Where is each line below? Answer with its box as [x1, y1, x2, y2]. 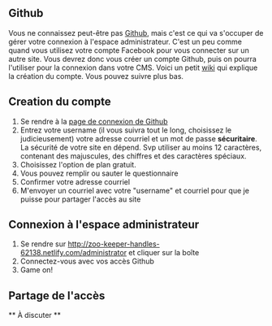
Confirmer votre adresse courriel [19, 176, 131, 186]
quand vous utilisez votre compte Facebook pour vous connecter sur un [8, 45, 249, 55]
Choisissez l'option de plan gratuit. [19, 159, 136, 169]
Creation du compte [8, 95, 111, 109]
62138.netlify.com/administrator [19, 248, 127, 258]
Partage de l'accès [8, 289, 106, 302]
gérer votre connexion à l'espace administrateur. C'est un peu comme [8, 37, 242, 46]
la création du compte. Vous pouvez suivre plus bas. [8, 71, 184, 80]
